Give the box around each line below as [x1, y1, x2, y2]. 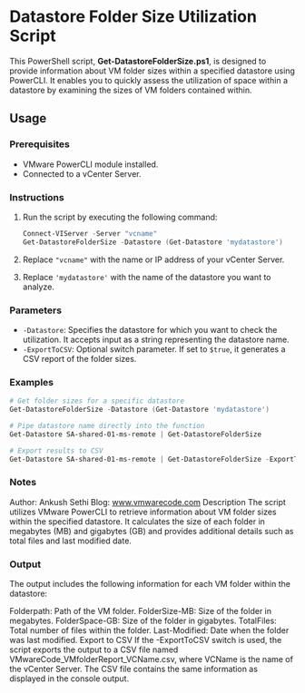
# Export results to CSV [9, 446, 103, 455]
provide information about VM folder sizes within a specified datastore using [9, 65, 295, 76]
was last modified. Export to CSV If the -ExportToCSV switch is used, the [9, 635, 282, 646]
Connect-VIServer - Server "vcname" [22, 229, 158, 238]
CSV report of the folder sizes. [22, 353, 137, 364]
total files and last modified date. [9, 535, 132, 546]
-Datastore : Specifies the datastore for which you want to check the [22, 324, 278, 335]
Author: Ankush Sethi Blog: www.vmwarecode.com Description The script [9, 496, 286, 507]
